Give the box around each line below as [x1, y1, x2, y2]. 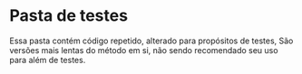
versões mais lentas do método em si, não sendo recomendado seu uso [9, 44, 278, 55]
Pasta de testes [9, 5, 129, 26]
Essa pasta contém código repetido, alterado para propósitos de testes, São [9, 35, 294, 46]
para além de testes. [9, 54, 86, 65]
